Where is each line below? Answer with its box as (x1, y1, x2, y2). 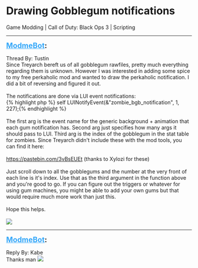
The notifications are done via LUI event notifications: (6, 92, 136, 99)
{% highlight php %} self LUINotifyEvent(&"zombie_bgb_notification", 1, (6, 99, 180, 106)
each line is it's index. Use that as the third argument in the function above (6, 174, 187, 181)
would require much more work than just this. (6, 193, 116, 200)
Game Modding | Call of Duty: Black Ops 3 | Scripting (6, 24, 136, 31)
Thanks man (6, 256, 37, 263)
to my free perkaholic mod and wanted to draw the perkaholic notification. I (6, 73, 190, 80)
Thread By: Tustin (6, 54, 49, 62)
